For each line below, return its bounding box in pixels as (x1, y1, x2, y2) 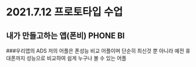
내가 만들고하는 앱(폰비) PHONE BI (6, 31, 125, 41)
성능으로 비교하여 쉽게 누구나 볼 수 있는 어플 (26, 55, 127, 62)
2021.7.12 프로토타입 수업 (6, 5, 123, 19)
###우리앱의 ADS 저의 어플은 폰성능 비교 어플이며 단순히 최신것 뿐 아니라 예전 (6, 48, 185, 54)
